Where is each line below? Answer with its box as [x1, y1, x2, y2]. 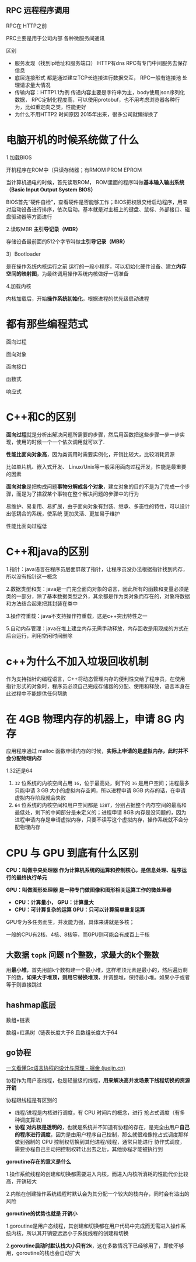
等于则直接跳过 [6, 981, 42, 988]
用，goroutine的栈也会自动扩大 [6, 1249, 80, 1256]
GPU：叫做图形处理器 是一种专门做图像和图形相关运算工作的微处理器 [6, 886, 172, 893]
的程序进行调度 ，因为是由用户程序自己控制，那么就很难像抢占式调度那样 [14, 1131, 188, 1138]
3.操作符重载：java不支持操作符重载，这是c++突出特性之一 [6, 612, 148, 619]
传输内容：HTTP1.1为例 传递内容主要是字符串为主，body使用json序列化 [14, 88, 185, 95]
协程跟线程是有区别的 [6, 1096, 57, 1103]
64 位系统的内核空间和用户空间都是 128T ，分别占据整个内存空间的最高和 [14, 802, 187, 809]
